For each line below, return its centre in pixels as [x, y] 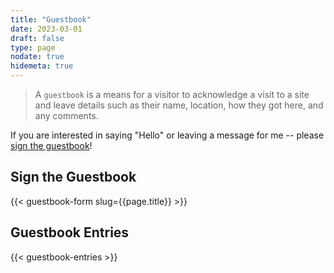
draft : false [37, 38]
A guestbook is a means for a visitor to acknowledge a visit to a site [172, 94]
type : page [33, 47]
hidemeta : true [42, 66]
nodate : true [37, 57]
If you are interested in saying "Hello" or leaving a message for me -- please [167, 135]
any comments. [66, 115]
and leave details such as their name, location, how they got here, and [179, 105]
